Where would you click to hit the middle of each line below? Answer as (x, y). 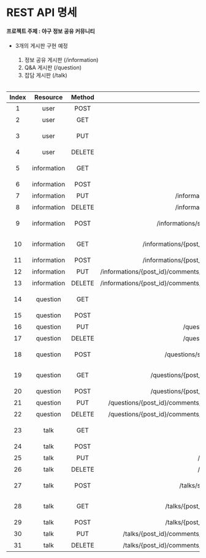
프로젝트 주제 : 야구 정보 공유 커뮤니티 (51, 31)
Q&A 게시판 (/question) (53, 67)
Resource (49, 97)
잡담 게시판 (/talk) (46, 75)
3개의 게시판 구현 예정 (42, 46)
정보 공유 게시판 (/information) (61, 60)
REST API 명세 (42, 13)
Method (83, 97)
